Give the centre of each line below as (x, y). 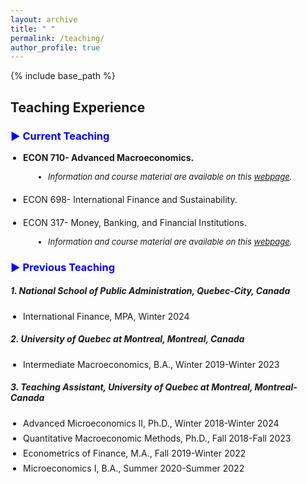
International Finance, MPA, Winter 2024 (106, 316)
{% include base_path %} (63, 76)
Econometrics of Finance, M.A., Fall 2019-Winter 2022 (135, 453)
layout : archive (44, 19)
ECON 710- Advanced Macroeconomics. (109, 157)
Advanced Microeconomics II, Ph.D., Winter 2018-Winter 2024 (151, 423)
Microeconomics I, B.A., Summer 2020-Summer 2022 (134, 468)
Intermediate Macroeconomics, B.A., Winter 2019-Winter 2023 (151, 364)
